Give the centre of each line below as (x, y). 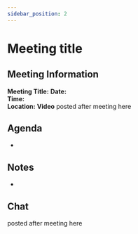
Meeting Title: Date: (37, 91)
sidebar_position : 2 (37, 14)
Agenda (25, 128)
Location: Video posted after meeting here (69, 106)
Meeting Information (53, 74)
